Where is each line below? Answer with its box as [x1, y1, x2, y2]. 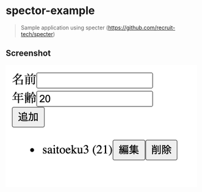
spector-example [5, 4, 95, 18]
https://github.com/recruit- [108, 24, 176, 31]
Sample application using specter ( [20, 24, 109, 31]
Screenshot [5, 48, 51, 59]
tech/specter [20, 30, 53, 37]
